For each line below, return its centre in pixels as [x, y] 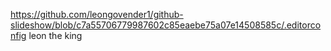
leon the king [55, 35]
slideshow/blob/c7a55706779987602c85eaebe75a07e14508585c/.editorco [166, 25]
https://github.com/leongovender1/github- [97, 14]
